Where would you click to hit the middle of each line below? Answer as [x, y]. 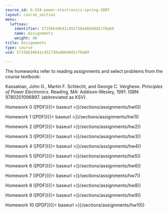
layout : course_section [30, 15]
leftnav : [19, 24]
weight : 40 [26, 38]
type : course [19, 48]
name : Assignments [34, 33]
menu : [11, 19]
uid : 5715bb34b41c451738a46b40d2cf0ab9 [47, 52]
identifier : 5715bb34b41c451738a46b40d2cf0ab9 [64, 29]
